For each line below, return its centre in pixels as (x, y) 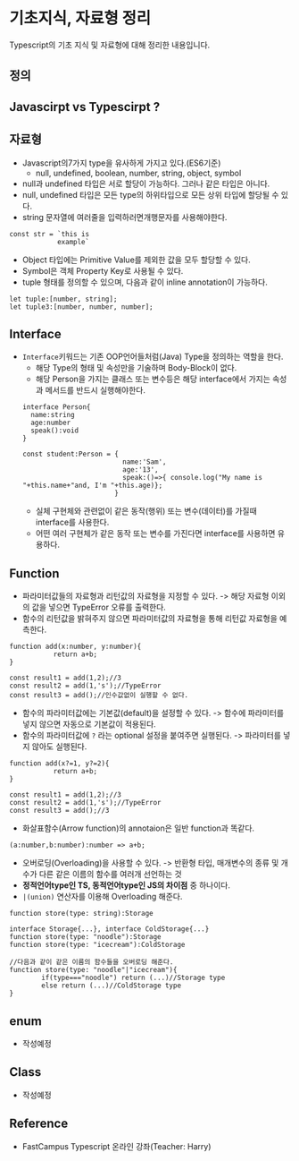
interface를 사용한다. (72, 522)
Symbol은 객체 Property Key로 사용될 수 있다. (103, 270)
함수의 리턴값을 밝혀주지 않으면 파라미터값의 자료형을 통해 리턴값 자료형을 (150, 619)
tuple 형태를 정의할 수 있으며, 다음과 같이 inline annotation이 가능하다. (145, 282)
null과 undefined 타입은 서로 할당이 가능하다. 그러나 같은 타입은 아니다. (146, 184)
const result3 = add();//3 (59, 811)
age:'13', (140, 470)
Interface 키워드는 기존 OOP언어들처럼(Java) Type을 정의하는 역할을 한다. (153, 357)
